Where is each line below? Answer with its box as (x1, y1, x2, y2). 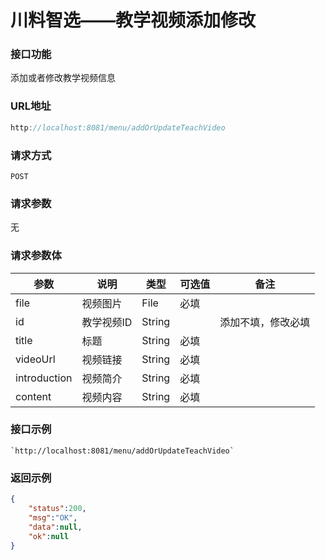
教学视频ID (81, 315, 133, 329)
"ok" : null (28, 531, 70, 541)
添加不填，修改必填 (219, 315, 311, 329)
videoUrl (15, 352, 56, 366)
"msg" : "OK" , (28, 512, 78, 523)
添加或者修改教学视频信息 (10, 72, 116, 84)
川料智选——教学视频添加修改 (10, 9, 257, 32)
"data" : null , (28, 522, 83, 532)
